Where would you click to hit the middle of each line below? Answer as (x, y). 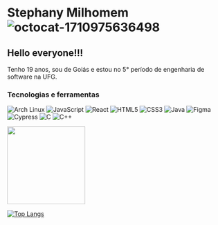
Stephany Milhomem (68, 13)
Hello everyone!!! (45, 53)
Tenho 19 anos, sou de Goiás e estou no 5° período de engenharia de (106, 69)
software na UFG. (32, 77)
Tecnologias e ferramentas (53, 95)
